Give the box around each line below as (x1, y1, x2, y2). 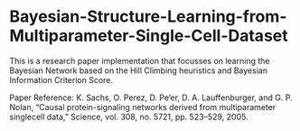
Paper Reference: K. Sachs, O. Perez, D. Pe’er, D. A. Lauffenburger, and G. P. (9, 92, 293, 103)
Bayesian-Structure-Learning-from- (9, 6, 287, 27)
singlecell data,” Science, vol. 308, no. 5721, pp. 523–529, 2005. (9, 111, 248, 122)
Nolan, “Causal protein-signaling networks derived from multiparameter (9, 101, 277, 112)
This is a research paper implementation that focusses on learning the (9, 55, 270, 66)
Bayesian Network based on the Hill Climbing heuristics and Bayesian (9, 65, 268, 76)
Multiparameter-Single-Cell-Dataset (9, 25, 288, 46)
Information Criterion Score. (9, 74, 114, 85)
